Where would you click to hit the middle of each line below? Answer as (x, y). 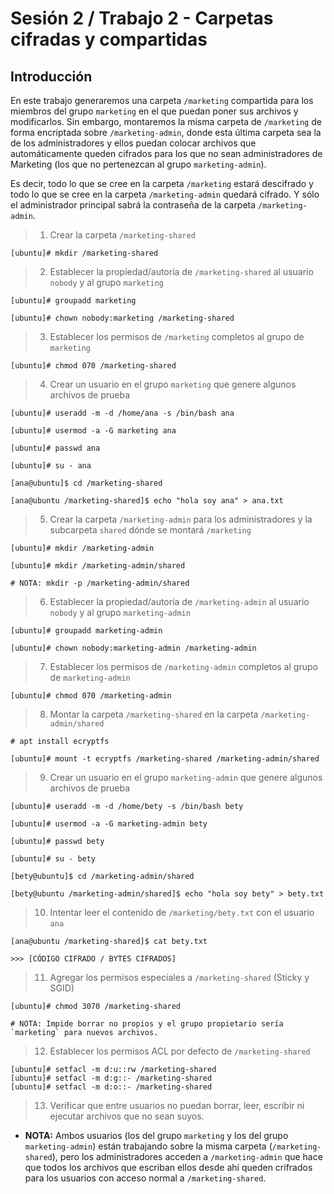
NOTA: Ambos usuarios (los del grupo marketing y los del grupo (156, 1135)
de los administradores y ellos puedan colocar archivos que (133, 143)
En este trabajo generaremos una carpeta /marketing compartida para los (162, 100)
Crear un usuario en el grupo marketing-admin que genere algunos (186, 777)
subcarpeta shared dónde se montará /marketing (150, 530)
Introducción (51, 76)
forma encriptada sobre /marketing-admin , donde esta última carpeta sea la (166, 132)
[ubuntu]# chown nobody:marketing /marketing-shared (122, 318)
